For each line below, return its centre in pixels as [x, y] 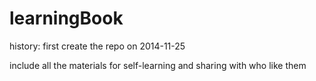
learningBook [66, 18]
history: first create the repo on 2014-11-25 [97, 46]
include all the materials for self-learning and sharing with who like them [158, 65]
